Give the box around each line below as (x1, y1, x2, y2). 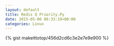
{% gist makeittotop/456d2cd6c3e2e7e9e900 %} (5, 35, 109, 41)
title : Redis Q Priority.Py (5, 12, 65, 17)
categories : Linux (5, 21, 44, 26)
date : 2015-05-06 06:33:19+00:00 (5, 16, 76, 21)
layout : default (5, 7, 40, 12)
